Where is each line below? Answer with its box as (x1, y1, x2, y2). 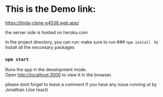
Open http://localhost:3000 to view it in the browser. (5, 72, 112, 78)
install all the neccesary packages (5, 44, 75, 50)
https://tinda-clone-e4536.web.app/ (5, 20, 80, 26)
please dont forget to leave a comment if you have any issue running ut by (5, 82, 158, 88)
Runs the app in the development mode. (5, 67, 87, 73)
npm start (5, 56, 29, 62)
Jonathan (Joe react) (5, 87, 48, 93)
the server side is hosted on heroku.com (5, 29, 88, 35)
